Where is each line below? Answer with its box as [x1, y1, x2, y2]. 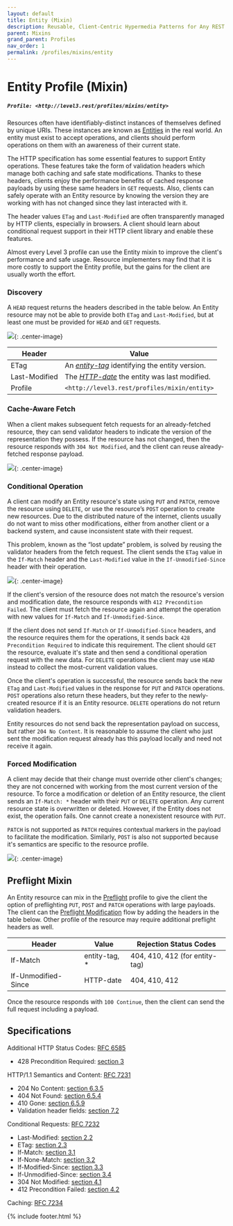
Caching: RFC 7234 [7, 1198, 64, 1207]
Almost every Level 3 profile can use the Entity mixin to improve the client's [7, 248, 223, 256]
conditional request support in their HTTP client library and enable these [7, 227, 214, 235]
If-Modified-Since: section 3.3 [17, 1163, 104, 1171]
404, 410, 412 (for [130, 951, 193, 961]
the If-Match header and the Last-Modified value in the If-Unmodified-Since [7, 555, 226, 563]
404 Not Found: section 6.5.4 [17, 1091, 102, 1100]
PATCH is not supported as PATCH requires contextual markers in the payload [7, 826, 221, 834]
